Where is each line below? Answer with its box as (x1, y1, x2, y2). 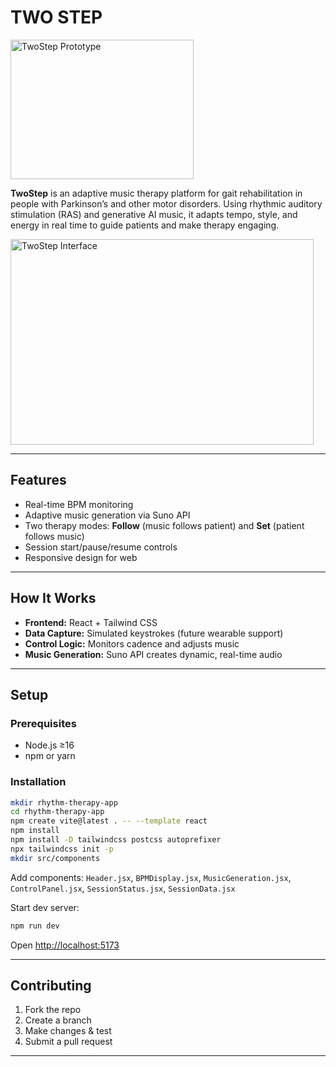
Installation (10, 775, 67, 789)
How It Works (10, 590, 97, 607)
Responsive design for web (24, 551, 138, 563)
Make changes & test (24, 1025, 112, 1037)
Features (10, 472, 67, 489)
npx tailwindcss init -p (10, 844, 114, 854)
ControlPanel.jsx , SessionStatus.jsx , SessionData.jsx (10, 882, 236, 894)
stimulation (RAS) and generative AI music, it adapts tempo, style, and (10, 208, 298, 220)
